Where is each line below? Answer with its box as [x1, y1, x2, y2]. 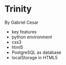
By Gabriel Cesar [4, 19, 39, 25]
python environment [11, 34, 52, 40]
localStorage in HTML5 [11, 54, 58, 60]
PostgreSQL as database [11, 49, 62, 55]
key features [11, 29, 37, 34]
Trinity [4, 3, 32, 15]
